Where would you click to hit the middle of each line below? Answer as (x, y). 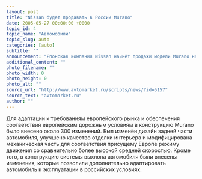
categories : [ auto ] (31, 46)
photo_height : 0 (26, 79)
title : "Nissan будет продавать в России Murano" (70, 17)
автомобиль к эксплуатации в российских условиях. (74, 169)
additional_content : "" (36, 62)
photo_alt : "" (24, 85)
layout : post (23, 12)
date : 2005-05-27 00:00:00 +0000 (48, 23)
